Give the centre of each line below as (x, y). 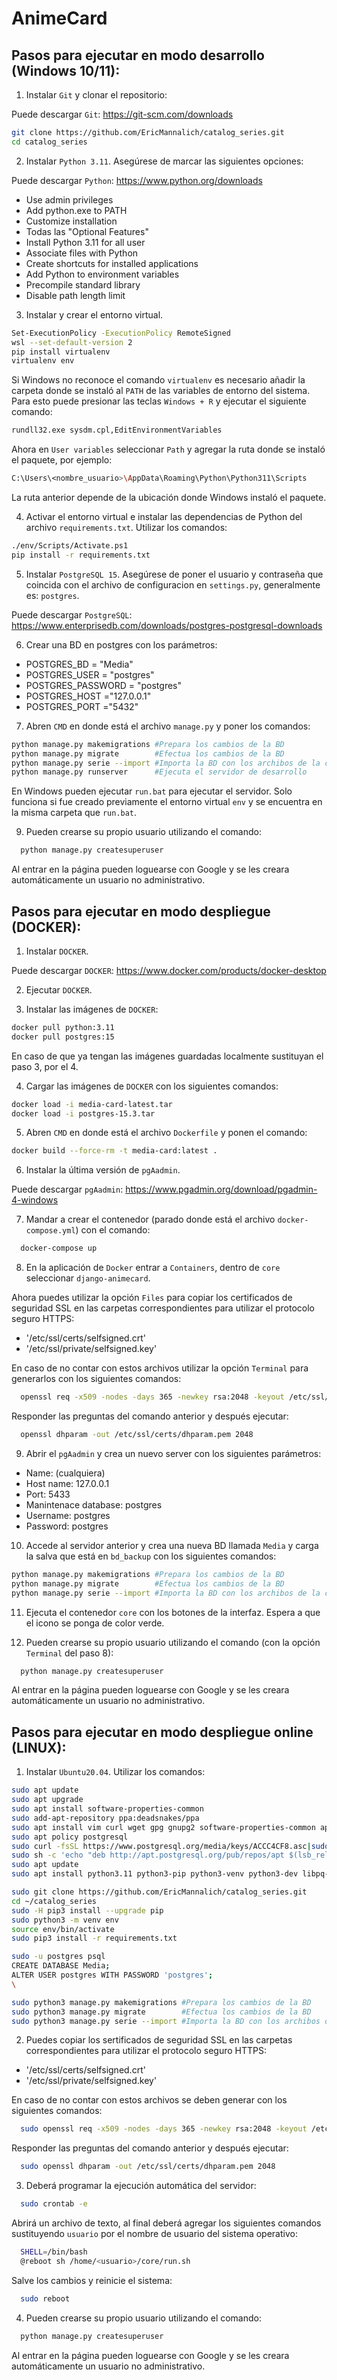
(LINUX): (39, 1747)
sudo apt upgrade (47, 1800)
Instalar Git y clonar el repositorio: (96, 95)
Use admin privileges (69, 199)
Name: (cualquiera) (65, 1473)
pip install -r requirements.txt (81, 555)
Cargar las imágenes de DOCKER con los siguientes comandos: (152, 1086)
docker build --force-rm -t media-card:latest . (114, 1151)
